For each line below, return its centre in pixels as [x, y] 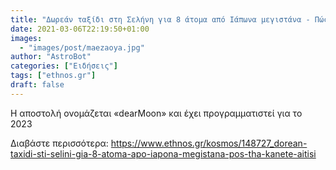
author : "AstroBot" [51, 57]
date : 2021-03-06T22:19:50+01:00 [80, 29]
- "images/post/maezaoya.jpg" [82, 47]
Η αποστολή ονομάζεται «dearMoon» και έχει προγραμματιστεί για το [156, 113]
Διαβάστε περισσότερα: [59, 143]
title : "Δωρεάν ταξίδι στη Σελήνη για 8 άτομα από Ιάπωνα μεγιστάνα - [160, 19]
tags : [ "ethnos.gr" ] [53, 76]
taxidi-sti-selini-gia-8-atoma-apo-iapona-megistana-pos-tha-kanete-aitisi [163, 153]
